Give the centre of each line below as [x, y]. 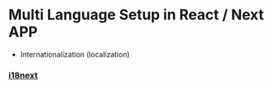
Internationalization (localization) [75, 54]
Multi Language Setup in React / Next [136, 15]
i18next [23, 75]
